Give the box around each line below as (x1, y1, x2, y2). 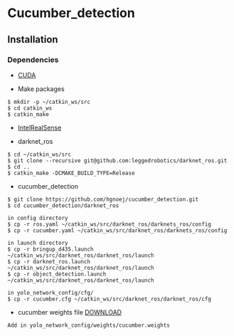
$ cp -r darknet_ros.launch (7, 258, 91, 265)
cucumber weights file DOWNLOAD (17, 308, 122, 316)
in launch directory (7, 239, 69, 246)
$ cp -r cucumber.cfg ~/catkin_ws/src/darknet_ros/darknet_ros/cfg (7, 295, 212, 303)
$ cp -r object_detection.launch (7, 271, 107, 278)
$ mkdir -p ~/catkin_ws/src (7, 98, 91, 105)
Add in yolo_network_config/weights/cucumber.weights (7, 322, 171, 329)
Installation (7, 33, 58, 46)
